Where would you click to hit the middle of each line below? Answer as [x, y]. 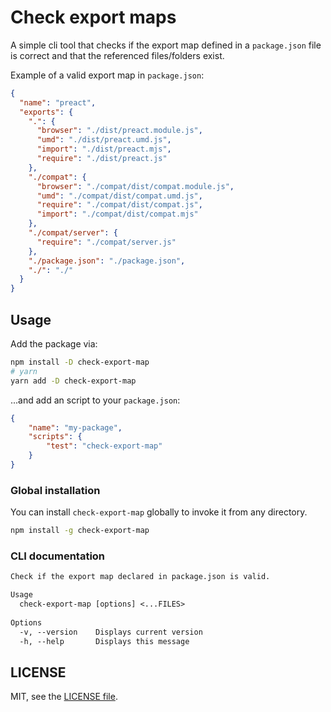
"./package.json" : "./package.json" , [107, 261]
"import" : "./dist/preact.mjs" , [104, 149]
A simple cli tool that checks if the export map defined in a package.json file [166, 45]
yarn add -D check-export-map [73, 381]
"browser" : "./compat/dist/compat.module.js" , [135, 186]
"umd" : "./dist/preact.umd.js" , [104, 140]
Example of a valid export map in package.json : [107, 75]
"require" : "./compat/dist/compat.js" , [119, 205]
